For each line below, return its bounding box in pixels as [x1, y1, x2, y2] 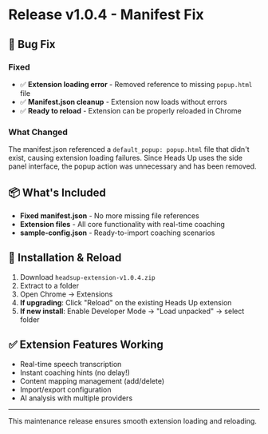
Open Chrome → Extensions [19, 289, 113, 299]
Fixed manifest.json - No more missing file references [19, 210, 199, 221]
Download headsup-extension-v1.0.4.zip [19, 272, 156, 281]
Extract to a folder [19, 281, 80, 290]
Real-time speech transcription [19, 359, 122, 368]
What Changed [8, 126, 68, 137]
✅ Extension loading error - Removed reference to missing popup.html [19, 79, 253, 89]
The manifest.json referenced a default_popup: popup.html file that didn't [8, 145, 250, 154]
